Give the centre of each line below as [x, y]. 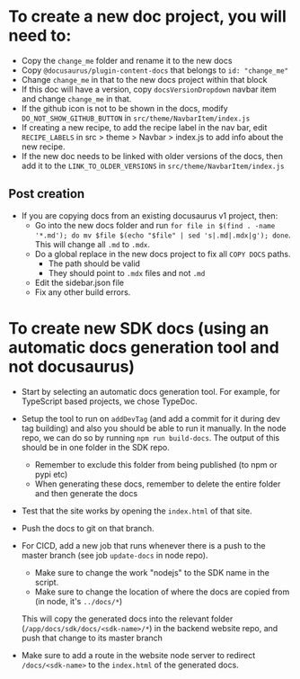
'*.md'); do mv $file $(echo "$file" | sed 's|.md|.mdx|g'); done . [163, 235]
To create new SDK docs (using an [139, 328]
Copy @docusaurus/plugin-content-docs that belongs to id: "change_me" [155, 70]
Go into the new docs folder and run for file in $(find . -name [155, 225]
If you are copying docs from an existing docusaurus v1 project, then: [150, 215]
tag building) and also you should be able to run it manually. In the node [154, 428]
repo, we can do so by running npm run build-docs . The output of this [150, 437]
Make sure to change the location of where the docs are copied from [162, 592]
